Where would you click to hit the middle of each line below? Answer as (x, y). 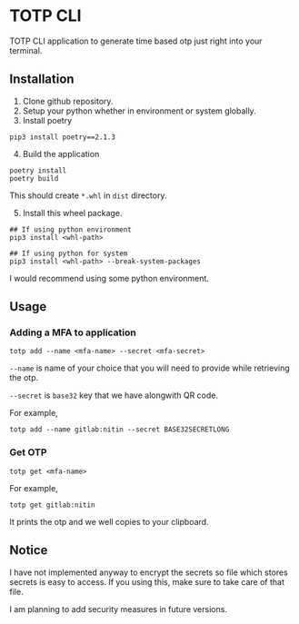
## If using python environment (70, 229)
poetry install (38, 170)
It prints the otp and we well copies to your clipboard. (109, 521)
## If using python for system (69, 253)
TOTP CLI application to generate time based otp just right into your (136, 41)
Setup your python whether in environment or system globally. (139, 111)
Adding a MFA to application (73, 332)
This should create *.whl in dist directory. (88, 195)
